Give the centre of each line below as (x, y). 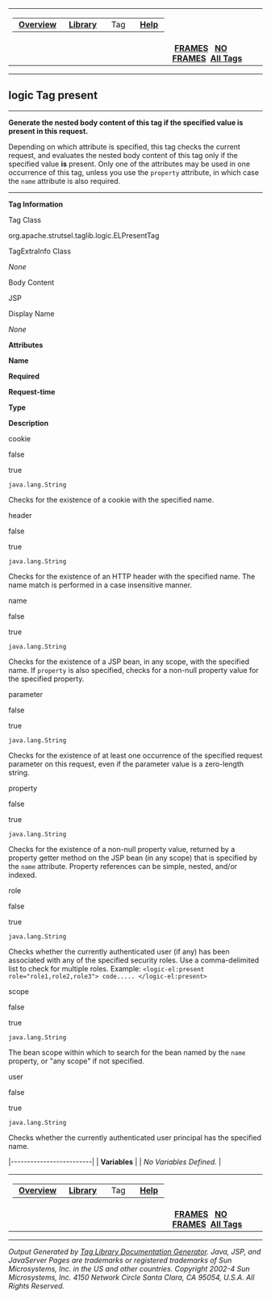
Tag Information (36, 204)
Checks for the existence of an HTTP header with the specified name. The (132, 576)
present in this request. (48, 131)
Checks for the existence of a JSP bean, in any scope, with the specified (129, 662)
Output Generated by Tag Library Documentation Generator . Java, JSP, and (135, 1251)
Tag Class (25, 219)
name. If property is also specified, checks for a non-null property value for (134, 670)
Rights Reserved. (37, 1285)
